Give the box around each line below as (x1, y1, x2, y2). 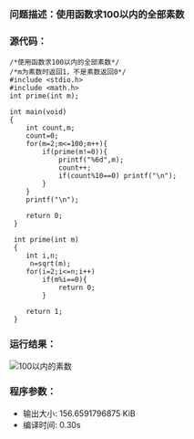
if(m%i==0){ (42, 276, 88, 285)
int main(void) (9, 108, 67, 117)
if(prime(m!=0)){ (42, 148, 107, 157)
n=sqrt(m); (29, 259, 71, 268)
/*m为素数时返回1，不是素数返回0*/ (9, 68, 127, 77)
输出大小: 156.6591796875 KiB (22, 408, 137, 419)
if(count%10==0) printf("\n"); (57, 172, 178, 181)
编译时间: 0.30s (22, 419, 81, 430)
